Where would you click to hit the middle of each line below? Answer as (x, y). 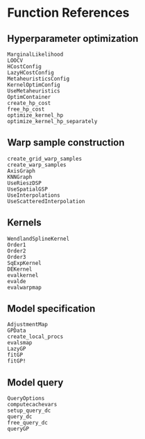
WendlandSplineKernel (39, 239)
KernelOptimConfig (34, 85)
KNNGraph (20, 177)
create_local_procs (35, 337)
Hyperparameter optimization (73, 39)
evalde (17, 281)
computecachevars (32, 405)
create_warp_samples (37, 165)
